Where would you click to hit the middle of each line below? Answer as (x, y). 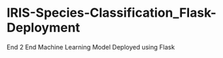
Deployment (44, 28)
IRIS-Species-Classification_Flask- (111, 13)
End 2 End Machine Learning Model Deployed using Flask (91, 47)
